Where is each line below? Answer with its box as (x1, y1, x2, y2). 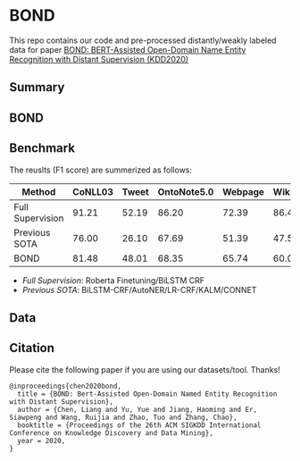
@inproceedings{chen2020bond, (9, 381, 122, 390)
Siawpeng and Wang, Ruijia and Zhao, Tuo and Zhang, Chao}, (9, 413, 238, 422)
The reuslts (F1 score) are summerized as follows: (9, 164, 193, 175)
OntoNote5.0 (157, 185, 214, 197)
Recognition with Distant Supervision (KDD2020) (9, 54, 189, 64)
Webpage (222, 185, 265, 197)
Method (21, 185, 56, 197)
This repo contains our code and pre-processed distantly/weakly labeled (9, 35, 277, 46)
